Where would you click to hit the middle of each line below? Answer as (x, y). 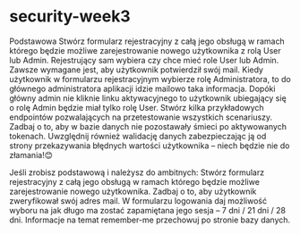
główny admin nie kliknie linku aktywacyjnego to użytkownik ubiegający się (148, 98)
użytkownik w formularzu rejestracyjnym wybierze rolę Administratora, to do (150, 79)
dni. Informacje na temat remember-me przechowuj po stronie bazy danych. (150, 220)
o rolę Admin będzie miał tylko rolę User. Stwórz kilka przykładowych (137, 107)
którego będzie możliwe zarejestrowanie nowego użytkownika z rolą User (146, 50)
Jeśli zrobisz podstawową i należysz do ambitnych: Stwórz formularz (137, 172)
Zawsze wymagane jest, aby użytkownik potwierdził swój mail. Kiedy (137, 70)
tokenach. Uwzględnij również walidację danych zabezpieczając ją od (138, 136)
